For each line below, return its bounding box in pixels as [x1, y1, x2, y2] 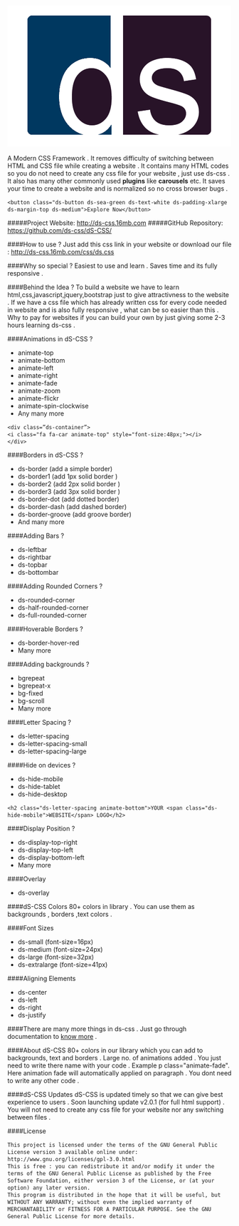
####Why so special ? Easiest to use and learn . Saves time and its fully [7, 261, 218, 270]
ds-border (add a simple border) [17, 465, 113, 473]
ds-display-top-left [17, 845, 73, 854]
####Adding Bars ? [7, 531, 65, 540]
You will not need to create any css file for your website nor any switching [7, 1105, 224, 1114]
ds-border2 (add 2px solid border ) [17, 480, 121, 488]
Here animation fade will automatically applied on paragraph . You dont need [7, 1069, 232, 1077]
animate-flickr [17, 394, 59, 402]
